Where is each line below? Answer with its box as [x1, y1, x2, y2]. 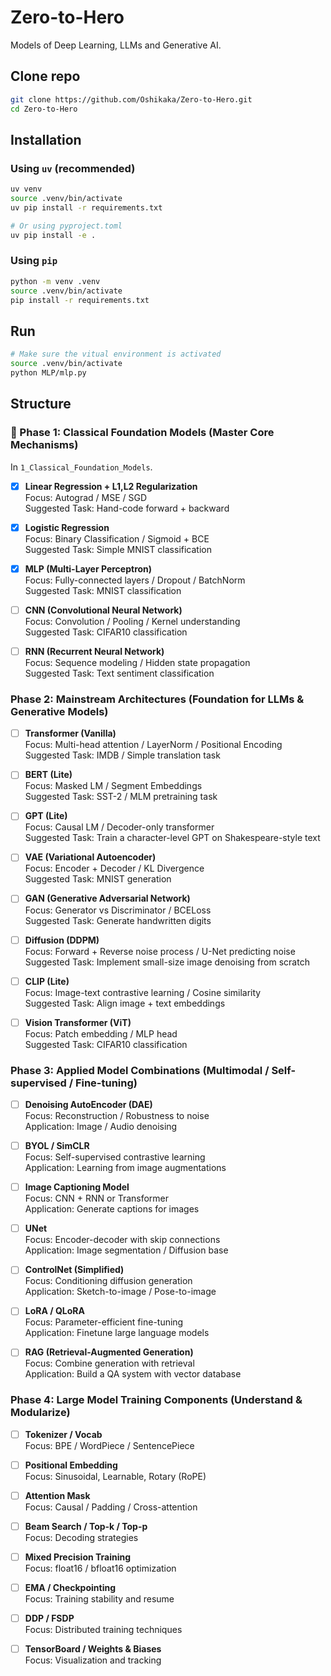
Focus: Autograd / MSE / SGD [24, 491, 148, 503]
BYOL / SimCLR [24, 1140, 90, 1152]
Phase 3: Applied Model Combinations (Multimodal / [10, 1063, 270, 1077]
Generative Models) [10, 704, 109, 718]
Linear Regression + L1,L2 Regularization [24, 480, 198, 492]
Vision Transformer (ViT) [24, 1016, 132, 1028]
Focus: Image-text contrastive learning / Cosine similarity [24, 986, 262, 998]
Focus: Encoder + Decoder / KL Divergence [24, 862, 205, 875]
